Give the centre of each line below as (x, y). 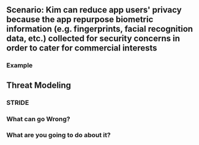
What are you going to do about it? (59, 135)
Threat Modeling (39, 85)
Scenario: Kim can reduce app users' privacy (94, 10)
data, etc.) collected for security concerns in (93, 39)
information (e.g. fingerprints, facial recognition (100, 29)
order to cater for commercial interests (82, 48)
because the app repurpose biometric (80, 20)
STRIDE (18, 102)
